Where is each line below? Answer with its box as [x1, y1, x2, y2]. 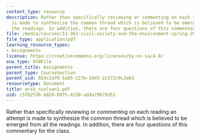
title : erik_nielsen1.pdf [6, 86, 70, 92]
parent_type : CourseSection [6, 70, 76, 76]
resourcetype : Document [6, 81, 65, 87]
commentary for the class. [6, 127, 71, 134]
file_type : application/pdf [6, 36, 76, 42]
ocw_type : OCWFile [6, 58, 52, 64]
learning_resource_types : [6, 42, 70, 48]
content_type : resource [6, 8, 65, 15]
